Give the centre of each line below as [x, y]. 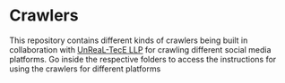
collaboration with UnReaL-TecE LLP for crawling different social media [140, 49]
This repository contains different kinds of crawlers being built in [129, 40]
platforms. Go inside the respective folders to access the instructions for [143, 59]
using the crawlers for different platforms [85, 69]
